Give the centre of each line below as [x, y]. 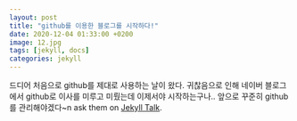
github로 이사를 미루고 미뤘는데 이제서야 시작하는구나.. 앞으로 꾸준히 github [157, 96]
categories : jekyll [45, 59]
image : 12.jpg [36, 42]
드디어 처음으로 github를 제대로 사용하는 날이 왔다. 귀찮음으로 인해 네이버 [136, 85]
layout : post [33, 17]
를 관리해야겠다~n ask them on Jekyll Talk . [86, 107]
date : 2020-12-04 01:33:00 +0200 [71, 34]
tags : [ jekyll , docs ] [49, 51]
